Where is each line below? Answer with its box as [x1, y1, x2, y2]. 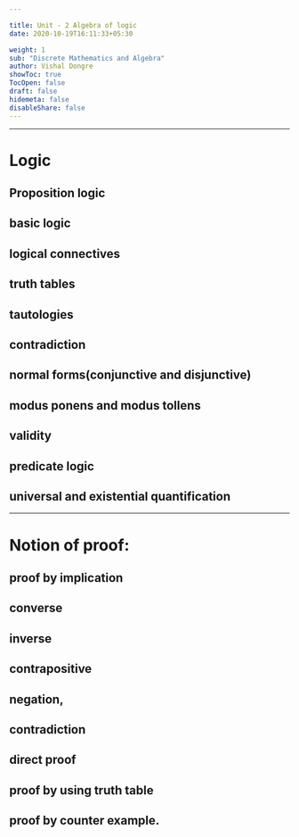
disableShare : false [9, 104, 86, 112]
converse [9, 601, 63, 616]
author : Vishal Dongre [9, 62, 93, 71]
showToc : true [9, 70, 62, 79]
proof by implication [9, 570, 124, 585]
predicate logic [9, 459, 95, 474]
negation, [9, 692, 64, 707]
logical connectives [9, 246, 121, 261]
